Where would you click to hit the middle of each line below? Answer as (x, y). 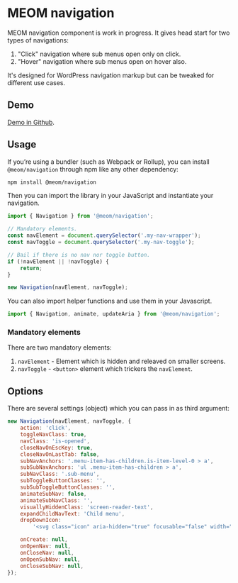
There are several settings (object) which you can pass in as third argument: (119, 409)
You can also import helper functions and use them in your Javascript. (110, 301)
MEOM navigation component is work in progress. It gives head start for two (119, 33)
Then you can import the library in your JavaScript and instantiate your (110, 196)
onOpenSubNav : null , (50, 559)
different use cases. (36, 82)
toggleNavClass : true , (53, 435)
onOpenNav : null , (46, 546)
